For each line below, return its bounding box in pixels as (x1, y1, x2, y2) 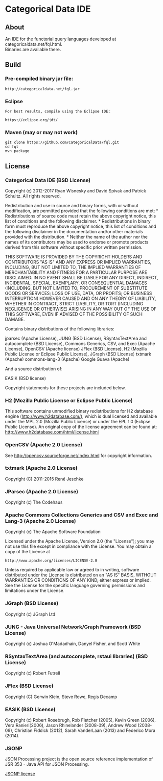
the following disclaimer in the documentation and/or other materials (5, 228, 143, 234)
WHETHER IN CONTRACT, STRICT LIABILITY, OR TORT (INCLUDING (5, 300, 143, 306)
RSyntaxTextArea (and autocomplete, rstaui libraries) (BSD (5, 653, 148, 660)
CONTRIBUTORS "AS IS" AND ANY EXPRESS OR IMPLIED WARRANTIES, (5, 259, 152, 265)
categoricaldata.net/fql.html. (5, 41, 63, 47)
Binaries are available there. (5, 47, 61, 52)
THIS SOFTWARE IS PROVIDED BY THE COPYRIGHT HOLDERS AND (5, 254, 143, 260)
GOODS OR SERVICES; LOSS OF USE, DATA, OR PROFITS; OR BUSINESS (5, 290, 152, 296)
